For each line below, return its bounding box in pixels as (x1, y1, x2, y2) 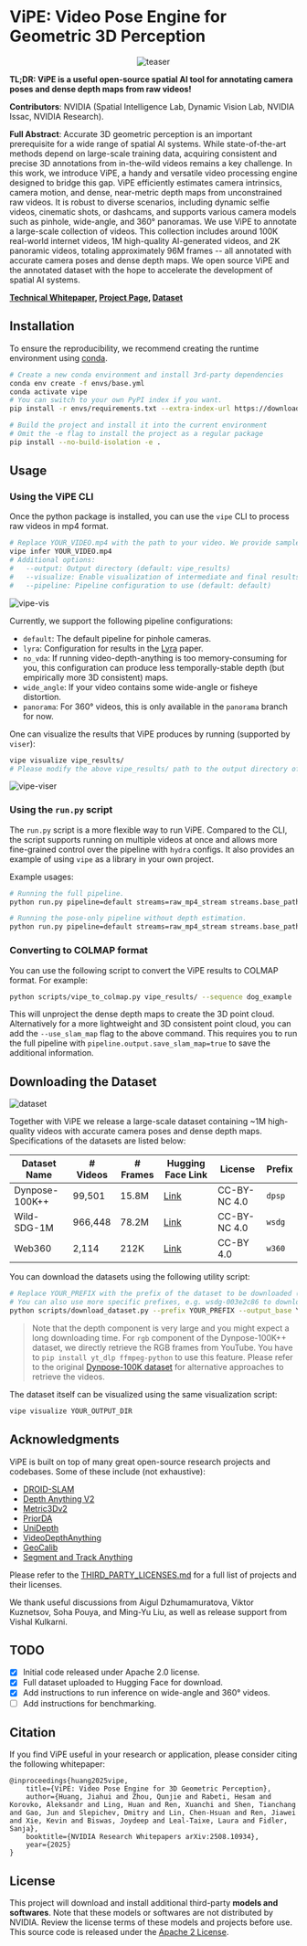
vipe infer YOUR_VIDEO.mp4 (9, 547, 112, 557)
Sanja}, (9, 1824, 39, 1834)
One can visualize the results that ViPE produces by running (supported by (9, 728, 291, 739)
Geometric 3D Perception (9, 26, 206, 47)
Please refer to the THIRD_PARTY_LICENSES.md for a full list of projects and (9, 1569, 297, 1580)
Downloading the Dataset (9, 1074, 157, 1090)
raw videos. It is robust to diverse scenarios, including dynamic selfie (9, 197, 270, 207)
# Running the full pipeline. (9, 888, 125, 898)
